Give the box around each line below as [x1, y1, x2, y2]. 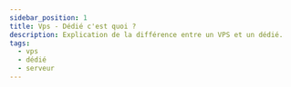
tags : [9, 38, 30, 48]
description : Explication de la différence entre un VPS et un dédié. [9, 30, 284, 39]
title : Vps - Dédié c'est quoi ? [9, 22, 137, 31]
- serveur [17, 64, 55, 73]
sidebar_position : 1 [9, 13, 88, 23]
